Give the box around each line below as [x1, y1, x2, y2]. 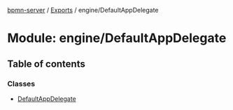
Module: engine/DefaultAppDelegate [7, 31, 227, 46]
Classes [7, 79, 36, 88]
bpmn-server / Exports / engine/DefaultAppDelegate [7, 6, 159, 14]
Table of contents [7, 58, 85, 70]
